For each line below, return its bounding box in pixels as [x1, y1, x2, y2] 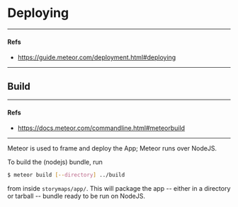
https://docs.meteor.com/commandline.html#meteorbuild [17, 124, 186, 132]
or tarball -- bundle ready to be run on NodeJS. [7, 192, 146, 201]
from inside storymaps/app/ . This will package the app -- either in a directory [7, 184, 231, 193]
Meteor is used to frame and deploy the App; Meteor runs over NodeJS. [7, 144, 217, 153]
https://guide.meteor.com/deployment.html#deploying [17, 53, 176, 61]
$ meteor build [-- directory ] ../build [7, 172, 125, 179]
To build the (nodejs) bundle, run [7, 158, 103, 167]
